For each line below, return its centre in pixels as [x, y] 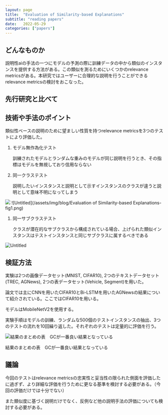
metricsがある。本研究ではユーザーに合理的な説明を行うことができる [76, 75]
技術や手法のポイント [38, 118]
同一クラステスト [30, 175]
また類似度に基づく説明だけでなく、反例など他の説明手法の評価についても [82, 401]
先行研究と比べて [32, 99]
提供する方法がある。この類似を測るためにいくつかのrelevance [83, 69]
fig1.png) [14, 208]
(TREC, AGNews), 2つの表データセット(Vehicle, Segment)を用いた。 [76, 282]
